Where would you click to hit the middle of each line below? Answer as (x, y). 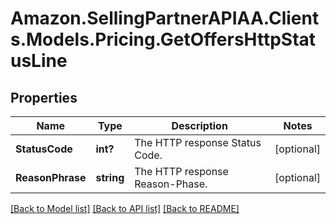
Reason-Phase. (171, 184)
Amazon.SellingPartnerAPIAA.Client (165, 18)
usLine (39, 61)
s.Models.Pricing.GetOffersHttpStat (163, 39)
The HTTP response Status (198, 142)
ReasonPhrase (51, 177)
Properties (44, 97)
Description (199, 125)
